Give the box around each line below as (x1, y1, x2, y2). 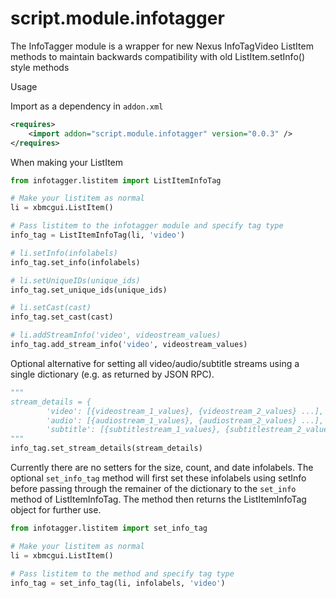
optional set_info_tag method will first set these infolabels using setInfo (10, 472, 307, 484)
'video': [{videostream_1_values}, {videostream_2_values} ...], (46, 406, 325, 416)
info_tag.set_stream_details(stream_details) (10, 443, 203, 454)
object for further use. (10, 504, 102, 516)
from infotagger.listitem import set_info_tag (10, 523, 208, 534)
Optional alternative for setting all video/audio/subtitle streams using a (10, 357, 300, 369)
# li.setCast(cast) (10, 303, 92, 313)
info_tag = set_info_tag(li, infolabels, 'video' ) (10, 578, 226, 588)
